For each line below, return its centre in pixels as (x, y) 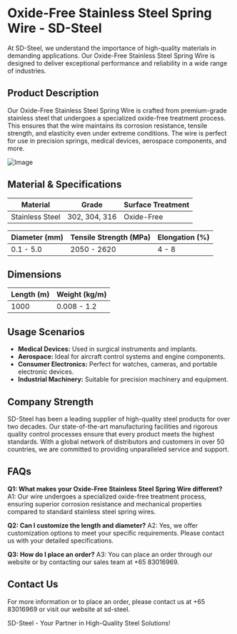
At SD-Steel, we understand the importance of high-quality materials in (112, 48)
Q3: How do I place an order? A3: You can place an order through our (110, 554)
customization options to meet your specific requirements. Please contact (116, 533)
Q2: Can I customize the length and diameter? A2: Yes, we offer (103, 525)
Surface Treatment (157, 205)
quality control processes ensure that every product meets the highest (111, 434)
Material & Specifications (65, 184)
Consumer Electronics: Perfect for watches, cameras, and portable (117, 364)
